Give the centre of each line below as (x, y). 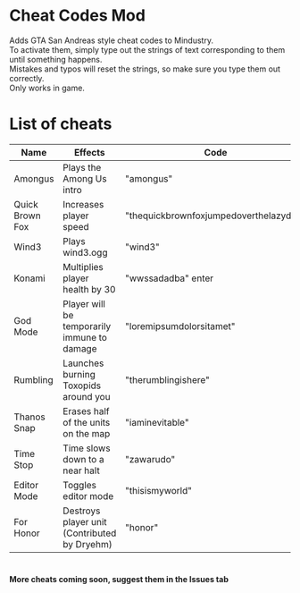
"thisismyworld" (158, 490)
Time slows (86, 448)
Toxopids (82, 385)
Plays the (82, 167)
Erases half (86, 411)
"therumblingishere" (167, 379)
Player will (83, 303)
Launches (83, 363)
